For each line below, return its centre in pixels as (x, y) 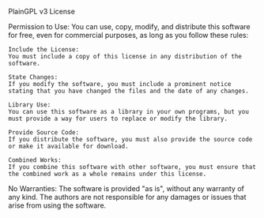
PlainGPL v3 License (41, 11)
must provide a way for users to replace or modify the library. (118, 118)
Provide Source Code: (44, 133)
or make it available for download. (68, 146)
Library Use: (30, 105)
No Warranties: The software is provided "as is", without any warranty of (126, 188)
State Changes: (33, 77)
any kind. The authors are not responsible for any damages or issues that (127, 197)
